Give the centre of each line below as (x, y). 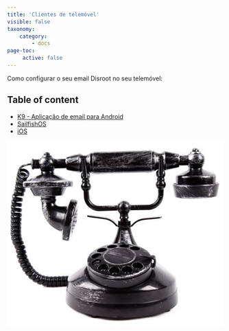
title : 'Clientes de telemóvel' (53, 14)
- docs (41, 44)
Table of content (43, 100)
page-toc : (21, 51)
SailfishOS (32, 124)
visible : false (29, 22)
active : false (43, 58)
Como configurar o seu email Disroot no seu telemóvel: (85, 78)
